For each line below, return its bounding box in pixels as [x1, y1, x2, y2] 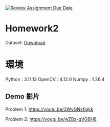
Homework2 [5, 23, 59, 34]
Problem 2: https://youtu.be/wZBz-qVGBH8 [5, 116, 97, 122]
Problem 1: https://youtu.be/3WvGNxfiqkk [5, 106, 94, 112]
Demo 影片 [5, 92, 40, 101]
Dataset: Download [5, 39, 46, 45]
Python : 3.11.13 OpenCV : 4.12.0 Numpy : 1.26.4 [5, 76, 105, 82]
